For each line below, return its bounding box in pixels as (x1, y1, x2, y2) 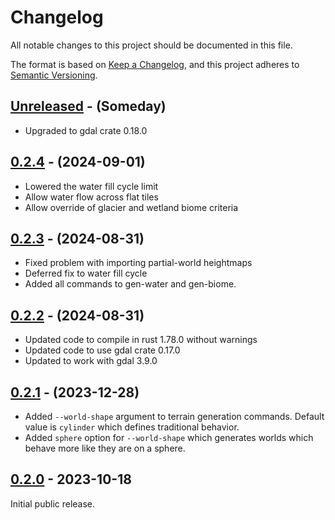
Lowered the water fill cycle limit (24, 180, 159, 192)
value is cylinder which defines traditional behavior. (24, 421, 240, 433)
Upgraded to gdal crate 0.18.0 (24, 124, 148, 136)
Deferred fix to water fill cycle (24, 267, 148, 280)
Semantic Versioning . (10, 69, 98, 81)
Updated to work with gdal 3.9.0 (24, 355, 158, 367)
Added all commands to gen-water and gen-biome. (24, 278, 237, 290)
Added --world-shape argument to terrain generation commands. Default (24, 411, 325, 422)
